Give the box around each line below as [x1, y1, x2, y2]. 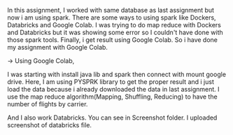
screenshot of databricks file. [7, 121, 92, 129]
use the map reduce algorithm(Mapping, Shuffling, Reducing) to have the [7, 92, 218, 101]
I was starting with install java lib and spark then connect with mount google [7, 70, 226, 78]
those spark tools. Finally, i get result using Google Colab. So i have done [7, 36, 218, 44]
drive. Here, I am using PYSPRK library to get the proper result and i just [7, 78, 215, 86]
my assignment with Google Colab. [7, 43, 108, 51]
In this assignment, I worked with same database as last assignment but [7, 6, 215, 14]
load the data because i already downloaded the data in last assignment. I [7, 85, 220, 93]
